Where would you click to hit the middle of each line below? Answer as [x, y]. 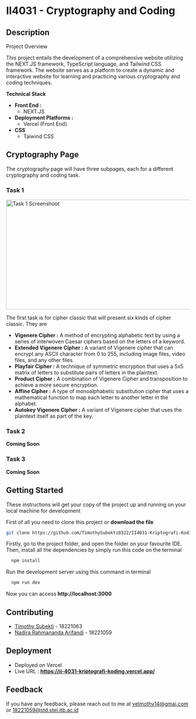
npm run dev [26, 583]
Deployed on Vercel [38, 665]
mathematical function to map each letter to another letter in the [91, 398]
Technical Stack [26, 94]
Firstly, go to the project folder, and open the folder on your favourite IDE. [94, 544]
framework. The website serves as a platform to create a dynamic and [90, 70]
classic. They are [27, 324]
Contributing [30, 612]
